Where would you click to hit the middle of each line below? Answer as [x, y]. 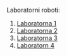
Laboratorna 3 [37, 38]
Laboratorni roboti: [33, 10]
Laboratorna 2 [37, 31]
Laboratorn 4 [36, 45]
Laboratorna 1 [36, 23]
